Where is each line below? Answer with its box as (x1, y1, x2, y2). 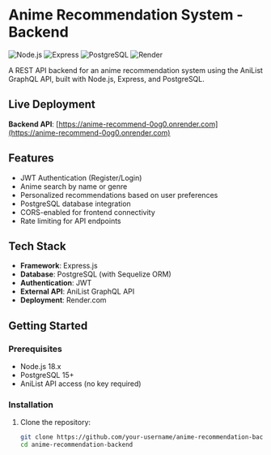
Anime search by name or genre (19, 181, 128, 191)
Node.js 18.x (19, 362, 61, 371)
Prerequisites (8, 343, 62, 354)
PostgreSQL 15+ (19, 371, 74, 380)
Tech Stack (8, 239, 66, 253)
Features (8, 152, 54, 165)
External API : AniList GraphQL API (19, 286, 135, 297)
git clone (19, 433, 54, 441)
